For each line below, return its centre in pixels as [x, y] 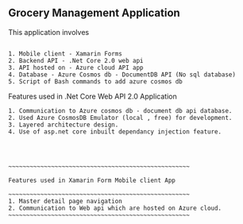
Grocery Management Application [94, 13]
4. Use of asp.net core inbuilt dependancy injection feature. [115, 131]
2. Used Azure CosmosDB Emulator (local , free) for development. [120, 118]
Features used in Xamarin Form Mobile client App [92, 180]
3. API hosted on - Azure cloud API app [76, 68]
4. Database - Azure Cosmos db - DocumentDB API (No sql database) [122, 75]
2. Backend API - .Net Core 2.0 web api [76, 60]
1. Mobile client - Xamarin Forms [66, 54]
